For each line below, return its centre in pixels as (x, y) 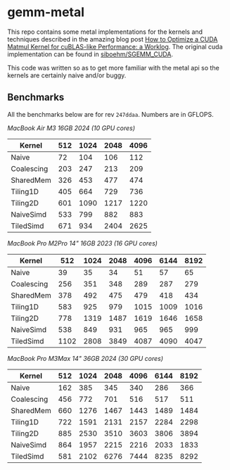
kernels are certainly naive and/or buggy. (67, 75)
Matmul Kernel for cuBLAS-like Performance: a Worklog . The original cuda (115, 46)
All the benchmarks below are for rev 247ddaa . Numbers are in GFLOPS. (111, 114)
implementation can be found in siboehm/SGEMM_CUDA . (90, 54)
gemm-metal (46, 12)
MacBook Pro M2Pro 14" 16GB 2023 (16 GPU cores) (83, 243)
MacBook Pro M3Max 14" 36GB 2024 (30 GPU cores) (85, 358)
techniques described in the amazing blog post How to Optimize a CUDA (113, 39)
